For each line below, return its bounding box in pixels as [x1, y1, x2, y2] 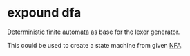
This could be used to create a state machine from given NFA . [7, 41, 183, 49]
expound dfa [7, 5, 82, 21]
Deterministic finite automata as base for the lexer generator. [7, 28, 180, 36]
